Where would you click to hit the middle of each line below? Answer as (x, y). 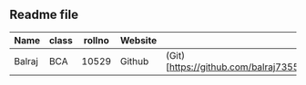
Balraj (26, 61)
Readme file (44, 15)
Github (134, 61)
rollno (96, 40)
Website (138, 40)
